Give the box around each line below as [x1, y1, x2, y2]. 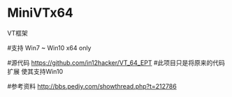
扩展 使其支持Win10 [7, 67, 64, 75]
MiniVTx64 [7, 5, 73, 21]
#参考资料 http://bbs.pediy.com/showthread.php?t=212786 [7, 82, 177, 90]
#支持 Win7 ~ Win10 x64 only [7, 43, 92, 52]
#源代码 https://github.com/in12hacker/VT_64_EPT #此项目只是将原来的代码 [7, 58, 226, 67]
